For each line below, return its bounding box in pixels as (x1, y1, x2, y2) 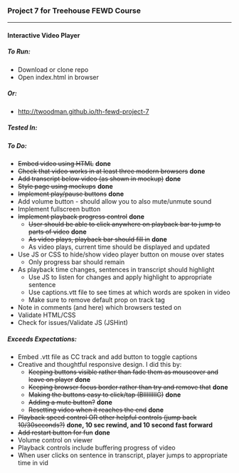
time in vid (17, 459, 48, 467)
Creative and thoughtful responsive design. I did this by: (17, 360, 182, 369)
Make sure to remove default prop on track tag (28, 296, 165, 304)
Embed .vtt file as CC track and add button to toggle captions (17, 353, 198, 361)
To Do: (7, 141, 27, 150)
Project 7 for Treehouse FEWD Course (7, 6, 141, 16)
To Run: (7, 47, 31, 56)
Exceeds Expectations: (7, 334, 77, 343)
